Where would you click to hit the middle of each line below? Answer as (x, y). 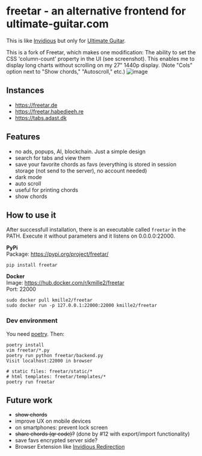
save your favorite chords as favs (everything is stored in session (96, 164)
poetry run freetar (31, 382)
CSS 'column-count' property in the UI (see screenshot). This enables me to (100, 59)
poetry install (25, 345)
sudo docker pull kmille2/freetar (50, 300)
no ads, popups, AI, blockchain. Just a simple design (80, 151)
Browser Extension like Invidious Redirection (70, 447)
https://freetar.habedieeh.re (49, 111)
